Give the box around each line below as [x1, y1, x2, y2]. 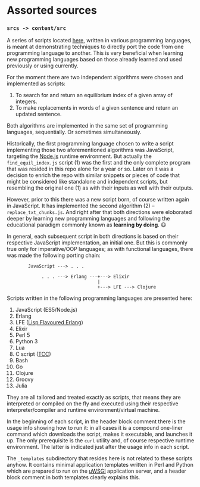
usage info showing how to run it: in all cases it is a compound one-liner [7, 424, 183, 432]
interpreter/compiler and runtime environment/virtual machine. [7, 407, 160, 414]
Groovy [15, 376, 34, 383]
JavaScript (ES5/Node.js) [15, 306, 78, 314]
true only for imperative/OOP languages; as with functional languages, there [7, 246, 193, 253]
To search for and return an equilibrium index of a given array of [15, 92, 173, 99]
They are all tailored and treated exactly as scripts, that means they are [7, 394, 181, 401]
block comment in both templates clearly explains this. [7, 474, 140, 481]
